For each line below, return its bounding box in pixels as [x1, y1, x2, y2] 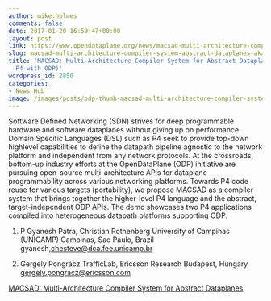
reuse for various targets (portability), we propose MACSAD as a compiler [8, 185, 254, 194]
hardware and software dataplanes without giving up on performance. [8, 125, 241, 135]
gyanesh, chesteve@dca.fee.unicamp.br [19, 244, 153, 253]
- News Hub [8, 86, 45, 95]
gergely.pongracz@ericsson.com [19, 268, 131, 278]
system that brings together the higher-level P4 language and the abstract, [8, 194, 256, 203]
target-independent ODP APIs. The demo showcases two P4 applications [8, 203, 252, 212]
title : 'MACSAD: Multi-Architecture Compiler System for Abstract [8, 57, 236, 65]
